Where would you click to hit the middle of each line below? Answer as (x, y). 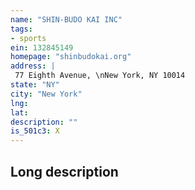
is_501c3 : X (35, 131)
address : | (33, 66)
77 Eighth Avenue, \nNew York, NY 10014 (100, 76)
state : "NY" (35, 85)
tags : (21, 29)
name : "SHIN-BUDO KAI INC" (66, 19)
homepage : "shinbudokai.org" (71, 57)
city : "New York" (46, 94)
